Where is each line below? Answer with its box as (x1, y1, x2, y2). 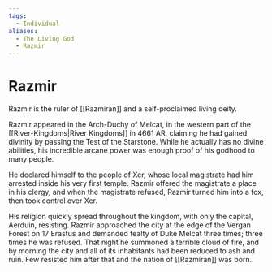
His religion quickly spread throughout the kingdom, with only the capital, (8, 212, 253, 222)
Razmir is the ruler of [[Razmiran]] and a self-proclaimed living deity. (8, 104, 238, 114)
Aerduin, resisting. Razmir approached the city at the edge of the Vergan (8, 220, 252, 230)
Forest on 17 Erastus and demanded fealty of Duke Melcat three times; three (8, 229, 264, 239)
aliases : (8, 27, 38, 35)
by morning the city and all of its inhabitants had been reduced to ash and (8, 246, 256, 256)
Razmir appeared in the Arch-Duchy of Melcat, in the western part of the (8, 119, 252, 130)
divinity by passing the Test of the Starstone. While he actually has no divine (8, 137, 264, 147)
